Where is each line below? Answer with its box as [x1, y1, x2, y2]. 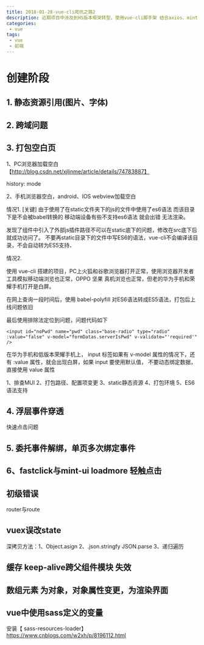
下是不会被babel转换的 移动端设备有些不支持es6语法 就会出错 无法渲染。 [6, 213, 189, 220]
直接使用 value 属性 [6, 366, 55, 373]
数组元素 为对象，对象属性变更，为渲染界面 [6, 585, 169, 596]
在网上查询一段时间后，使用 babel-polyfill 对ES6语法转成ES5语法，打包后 [6, 296, 191, 303]
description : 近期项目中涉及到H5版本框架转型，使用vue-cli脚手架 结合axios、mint [6, 15, 198, 21]
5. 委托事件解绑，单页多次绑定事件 [6, 443, 136, 453]
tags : [6, 32, 20, 38]
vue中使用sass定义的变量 [6, 608, 104, 618]
